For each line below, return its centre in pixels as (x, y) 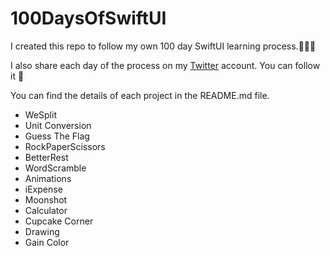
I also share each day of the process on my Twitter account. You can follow (165, 65)
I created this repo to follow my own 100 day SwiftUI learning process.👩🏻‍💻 (163, 46)
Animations (48, 178)
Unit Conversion (58, 125)
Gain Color (47, 242)
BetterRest (46, 157)
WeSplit (40, 114)
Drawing (42, 231)
